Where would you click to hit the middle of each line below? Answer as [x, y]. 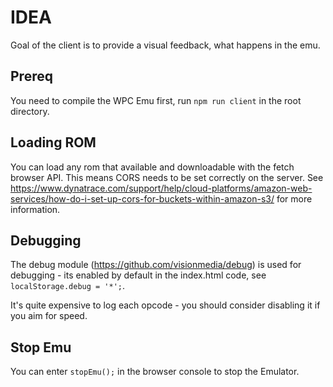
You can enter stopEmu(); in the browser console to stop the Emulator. [155, 372]
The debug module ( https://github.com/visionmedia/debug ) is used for [156, 265]
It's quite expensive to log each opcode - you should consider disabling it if [165, 305]
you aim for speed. [49, 316]
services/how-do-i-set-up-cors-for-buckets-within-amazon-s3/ [142, 198]
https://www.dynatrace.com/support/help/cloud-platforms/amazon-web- [161, 188]
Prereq [31, 76]
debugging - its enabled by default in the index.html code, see [138, 275]
